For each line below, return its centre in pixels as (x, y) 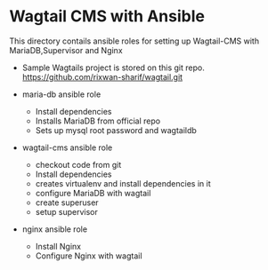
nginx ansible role (54, 229)
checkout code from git (78, 164)
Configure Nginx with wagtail (89, 256)
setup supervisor (66, 211)
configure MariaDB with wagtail (93, 193)
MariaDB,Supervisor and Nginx (66, 50)
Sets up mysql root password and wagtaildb (116, 130)
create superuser (67, 202)
